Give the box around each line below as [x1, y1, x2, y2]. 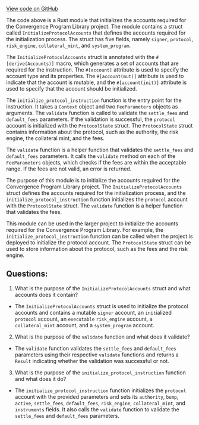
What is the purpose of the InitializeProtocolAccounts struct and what [14, 284, 191, 291]
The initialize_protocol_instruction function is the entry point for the [6, 97, 182, 104]
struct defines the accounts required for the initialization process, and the [6, 190, 186, 196]
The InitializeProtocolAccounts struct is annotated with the [6, 54, 155, 60]
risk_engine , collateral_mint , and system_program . [6, 42, 131, 49]
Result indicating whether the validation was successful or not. [14, 357, 169, 364]
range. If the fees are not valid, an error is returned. [6, 165, 132, 172]
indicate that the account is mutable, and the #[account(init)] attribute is [6, 79, 187, 86]
